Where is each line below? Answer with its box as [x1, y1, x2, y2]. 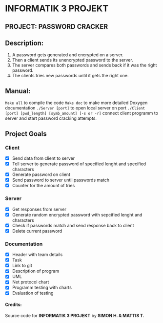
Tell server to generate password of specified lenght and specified [12, 161, 146, 167]
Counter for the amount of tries [12, 183, 75, 189]
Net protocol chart [12, 279, 49, 285]
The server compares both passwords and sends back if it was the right [12, 62, 157, 68]
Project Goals [5, 129, 47, 138]
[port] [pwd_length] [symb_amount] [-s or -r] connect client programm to [5, 110, 159, 116]
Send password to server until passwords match [12, 177, 110, 183]
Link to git [12, 262, 33, 269]
